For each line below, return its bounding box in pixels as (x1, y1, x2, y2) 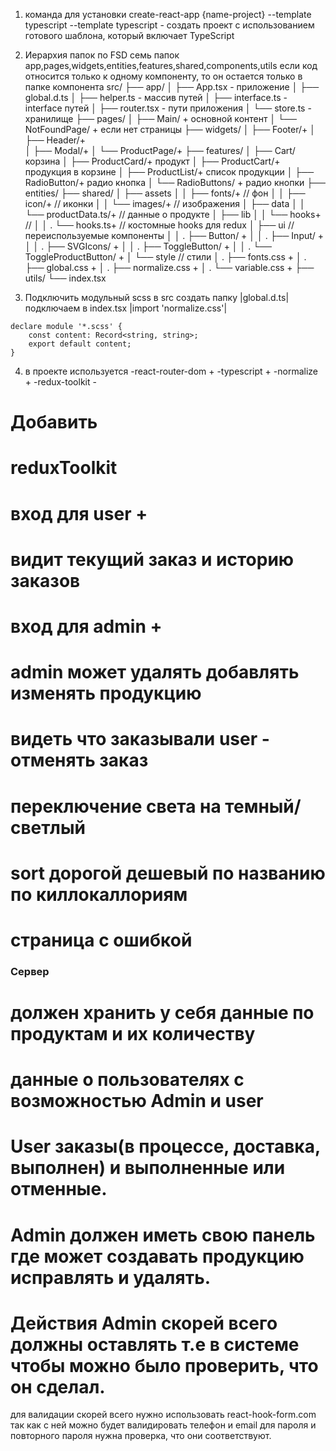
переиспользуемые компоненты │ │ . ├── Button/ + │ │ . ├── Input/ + (24, 230, 325, 241)
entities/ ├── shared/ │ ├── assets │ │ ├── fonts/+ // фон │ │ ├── (24, 187, 306, 199)
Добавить (10, 411, 98, 434)
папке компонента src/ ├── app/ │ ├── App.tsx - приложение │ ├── (24, 81, 320, 93)
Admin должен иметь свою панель (10, 1224, 316, 1246)
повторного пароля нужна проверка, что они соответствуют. (10, 1430, 272, 1442)
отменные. (10, 1178, 108, 1201)
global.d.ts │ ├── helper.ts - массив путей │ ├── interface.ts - (24, 92, 288, 103)
